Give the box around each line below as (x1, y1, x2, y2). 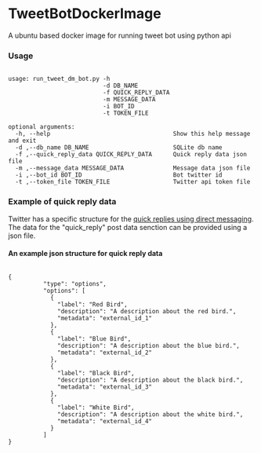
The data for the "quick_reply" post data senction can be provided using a (8, 222, 248, 232)
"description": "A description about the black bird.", (57, 376, 244, 384)
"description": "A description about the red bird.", (57, 307, 237, 315)
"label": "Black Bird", (57, 369, 135, 377)
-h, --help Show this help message (15, 130, 251, 138)
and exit (8, 137, 37, 145)
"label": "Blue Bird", (57, 334, 132, 342)
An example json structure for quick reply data (8, 249, 163, 258)
